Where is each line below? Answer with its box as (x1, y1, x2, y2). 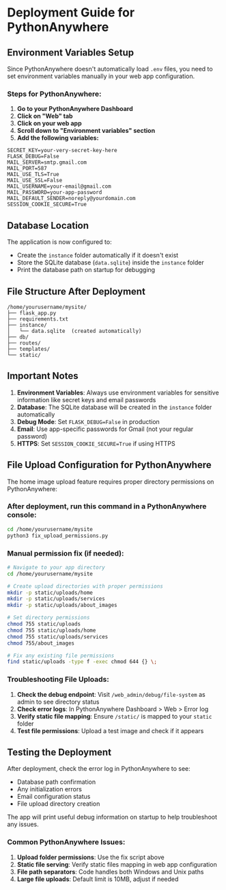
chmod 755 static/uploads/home (7, 627, 96, 634)
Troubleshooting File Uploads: (7, 675, 109, 684)
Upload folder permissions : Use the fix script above (16, 853, 165, 861)
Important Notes (7, 370, 79, 382)
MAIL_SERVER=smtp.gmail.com (7, 159, 87, 166)
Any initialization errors (16, 785, 82, 793)
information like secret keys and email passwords (16, 395, 156, 404)
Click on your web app (16, 119, 82, 127)
